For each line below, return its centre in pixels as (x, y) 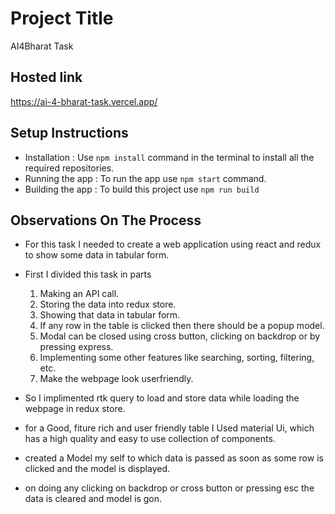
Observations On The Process (106, 220)
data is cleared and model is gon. (93, 499)
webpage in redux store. (75, 409)
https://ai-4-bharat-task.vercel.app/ (84, 101)
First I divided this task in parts (88, 274)
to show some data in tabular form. (97, 255)
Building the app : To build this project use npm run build (142, 189)
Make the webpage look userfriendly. (116, 379)
